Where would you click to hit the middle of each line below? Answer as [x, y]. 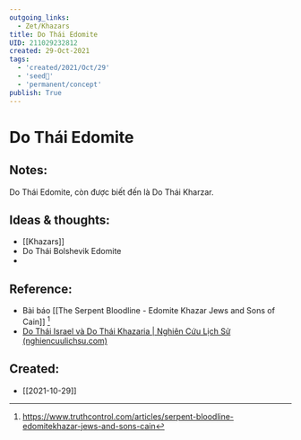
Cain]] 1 [36, 321]
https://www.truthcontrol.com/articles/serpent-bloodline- [128, 416]
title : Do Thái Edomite [54, 34]
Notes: [28, 170]
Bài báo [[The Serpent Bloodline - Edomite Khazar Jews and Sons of [149, 311]
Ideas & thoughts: [60, 220]
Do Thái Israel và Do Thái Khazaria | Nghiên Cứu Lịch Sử [126, 331]
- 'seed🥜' [35, 76]
